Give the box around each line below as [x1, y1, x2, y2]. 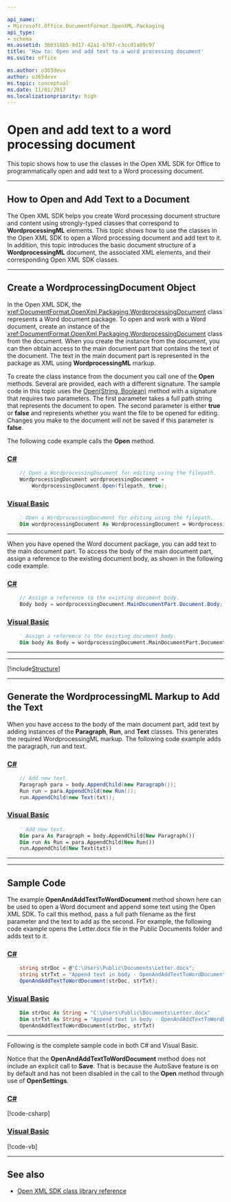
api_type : [7, 29, 36, 36]
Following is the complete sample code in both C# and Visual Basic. [7, 1041, 199, 1049]
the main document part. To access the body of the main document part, [7, 547, 213, 555]
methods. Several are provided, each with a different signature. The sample [7, 380, 221, 388]
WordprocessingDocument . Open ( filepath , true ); [32, 482, 168, 489]
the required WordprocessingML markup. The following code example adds [7, 734, 221, 743]
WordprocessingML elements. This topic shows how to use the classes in [7, 227, 217, 234]
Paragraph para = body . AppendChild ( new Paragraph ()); [19, 781, 177, 788]
